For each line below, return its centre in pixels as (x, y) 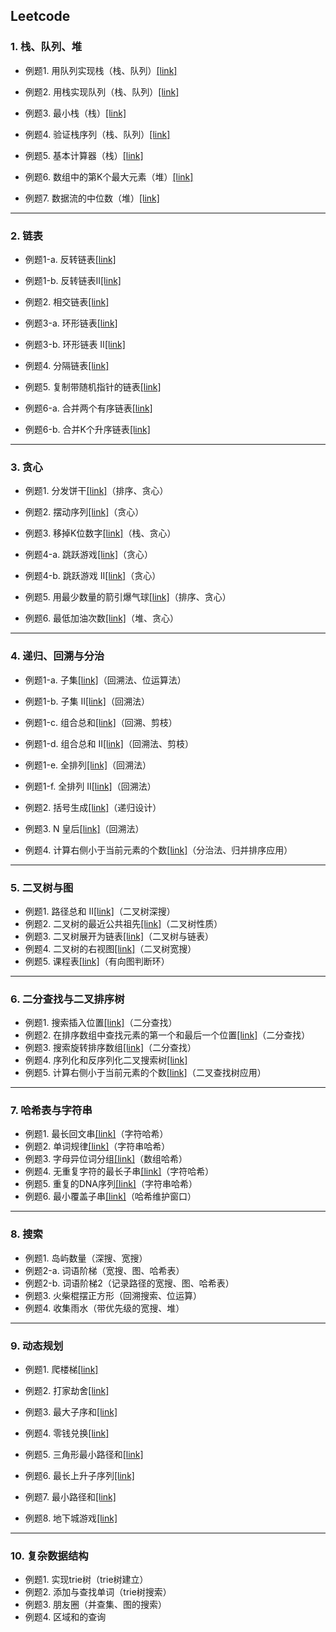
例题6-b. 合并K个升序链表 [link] (87, 429)
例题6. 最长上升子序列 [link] (79, 1476)
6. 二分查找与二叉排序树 (67, 999)
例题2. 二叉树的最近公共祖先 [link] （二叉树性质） (123, 923)
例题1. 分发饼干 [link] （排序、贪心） (96, 491)
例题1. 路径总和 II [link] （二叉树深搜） (100, 911)
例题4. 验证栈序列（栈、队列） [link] (97, 134)
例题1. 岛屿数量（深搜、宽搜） (86, 1258)
